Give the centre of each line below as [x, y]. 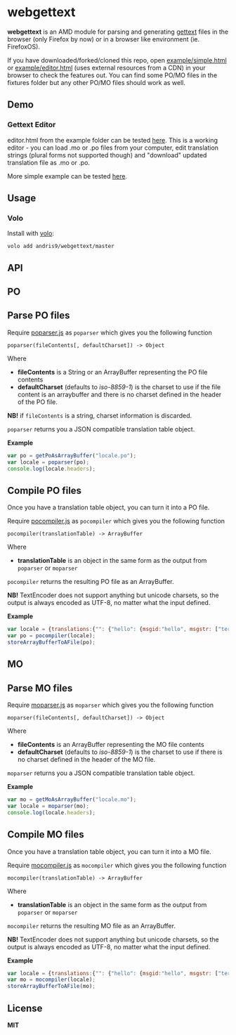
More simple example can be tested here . [67, 176]
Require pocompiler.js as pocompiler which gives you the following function [116, 521]
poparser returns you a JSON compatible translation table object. [101, 429]
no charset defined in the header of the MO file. [86, 760]
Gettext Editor [32, 125]
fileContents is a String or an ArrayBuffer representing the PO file [112, 372]
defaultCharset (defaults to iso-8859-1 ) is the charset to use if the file [119, 386]
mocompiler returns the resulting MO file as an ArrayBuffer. [91, 925]
